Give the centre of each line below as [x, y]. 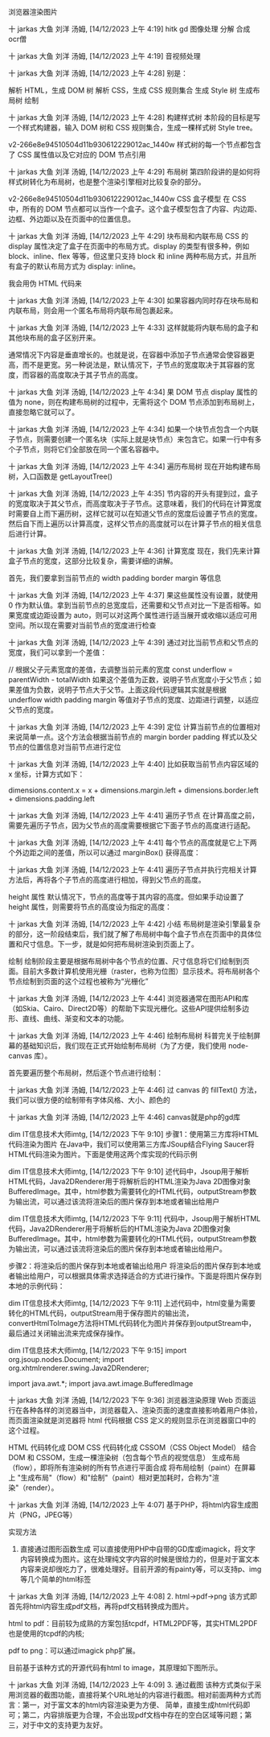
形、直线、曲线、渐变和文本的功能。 [68, 1019]
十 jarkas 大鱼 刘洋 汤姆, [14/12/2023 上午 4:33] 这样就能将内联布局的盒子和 [133, 327]
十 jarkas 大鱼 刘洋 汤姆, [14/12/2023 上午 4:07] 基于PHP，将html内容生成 [130, 1504]
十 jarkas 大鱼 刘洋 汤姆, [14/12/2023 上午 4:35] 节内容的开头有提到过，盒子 [133, 494]
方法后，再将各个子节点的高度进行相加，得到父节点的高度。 [107, 880]
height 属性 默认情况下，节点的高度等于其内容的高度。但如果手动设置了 [127, 897]
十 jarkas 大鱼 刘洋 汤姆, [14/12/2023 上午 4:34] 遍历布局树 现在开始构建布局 [135, 466]
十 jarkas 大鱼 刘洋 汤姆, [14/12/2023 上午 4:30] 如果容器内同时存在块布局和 [133, 300]
